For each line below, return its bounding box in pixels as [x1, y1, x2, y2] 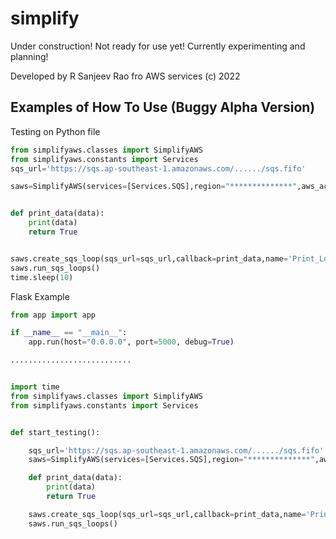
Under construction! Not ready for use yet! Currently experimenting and [10, 40, 306, 52]
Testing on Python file [10, 125, 101, 137]
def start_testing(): [10, 427, 101, 437]
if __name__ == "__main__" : [10, 328, 128, 338]
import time [10, 382, 60, 392]
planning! [10, 50, 49, 62]
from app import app [10, 310, 97, 320]
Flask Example [10, 290, 70, 302]
